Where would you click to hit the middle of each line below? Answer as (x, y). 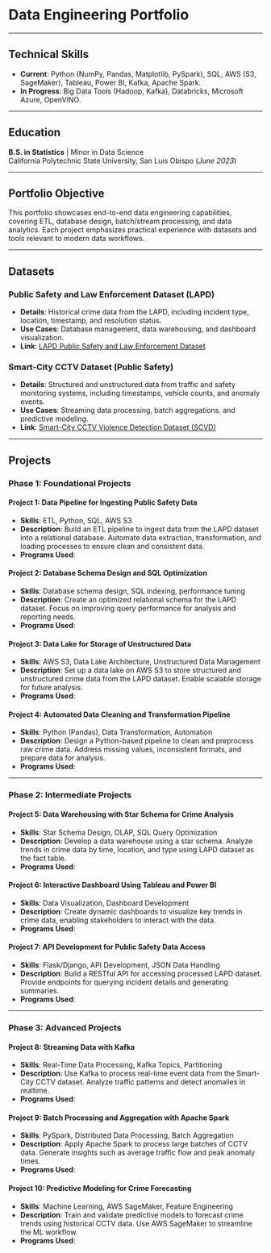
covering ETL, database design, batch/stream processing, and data (120, 221)
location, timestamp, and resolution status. (91, 321)
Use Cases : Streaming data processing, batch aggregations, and (127, 410)
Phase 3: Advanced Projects (65, 1027)
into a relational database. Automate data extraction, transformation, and (141, 537)
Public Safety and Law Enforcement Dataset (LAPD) (112, 294)
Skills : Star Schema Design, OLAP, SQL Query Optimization (119, 832)
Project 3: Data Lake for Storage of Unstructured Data (100, 643)
